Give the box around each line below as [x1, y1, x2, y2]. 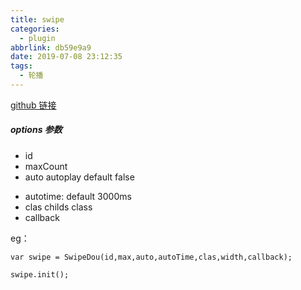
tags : [10, 61, 33, 71]
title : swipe [10, 14, 65, 25]
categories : [10, 24, 60, 34]
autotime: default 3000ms [24, 190, 132, 202]
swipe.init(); [10, 269, 70, 280]
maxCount [24, 160, 68, 172]
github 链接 [10, 99, 57, 111]
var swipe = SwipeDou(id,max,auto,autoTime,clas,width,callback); [10, 252, 293, 262]
